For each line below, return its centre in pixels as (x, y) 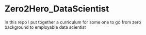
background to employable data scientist (45, 27)
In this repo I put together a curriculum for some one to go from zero (73, 22)
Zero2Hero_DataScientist (57, 9)
